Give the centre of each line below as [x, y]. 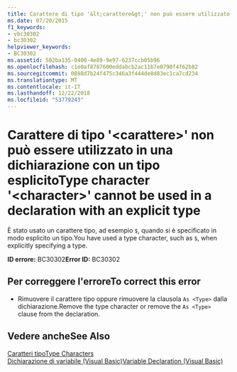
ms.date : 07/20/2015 [38, 21]
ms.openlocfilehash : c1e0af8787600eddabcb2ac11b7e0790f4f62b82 [103, 67]
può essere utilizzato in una [90, 150]
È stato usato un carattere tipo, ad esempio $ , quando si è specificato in [112, 230]
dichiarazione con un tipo [84, 165]
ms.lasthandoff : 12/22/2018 [49, 93]
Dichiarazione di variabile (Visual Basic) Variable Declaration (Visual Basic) [115, 361]
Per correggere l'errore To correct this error [104, 282]
